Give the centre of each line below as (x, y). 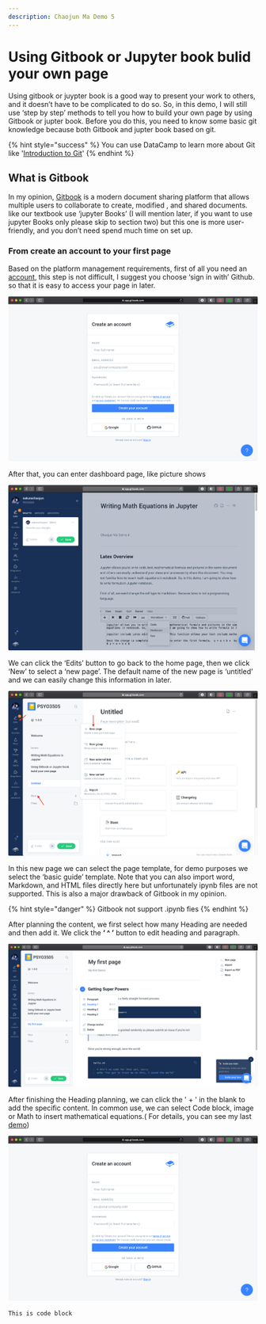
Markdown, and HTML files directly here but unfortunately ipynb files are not (133, 885)
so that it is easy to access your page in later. (82, 285)
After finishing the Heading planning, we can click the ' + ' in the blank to (127, 1099)
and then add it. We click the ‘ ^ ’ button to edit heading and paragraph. (124, 933)
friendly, (22, 230)
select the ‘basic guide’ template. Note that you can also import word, (122, 877)
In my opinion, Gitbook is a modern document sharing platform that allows (129, 197)
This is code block (40, 1314)
